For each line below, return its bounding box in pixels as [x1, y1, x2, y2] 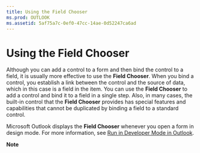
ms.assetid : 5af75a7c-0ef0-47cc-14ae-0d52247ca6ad [6, 20, 137, 26]
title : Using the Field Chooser [6, 8, 88, 15]
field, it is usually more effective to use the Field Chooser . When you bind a [6, 73, 195, 80]
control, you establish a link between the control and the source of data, [6, 79, 185, 86]
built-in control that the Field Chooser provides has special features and [6, 98, 186, 106]
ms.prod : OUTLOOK [6, 15, 50, 21]
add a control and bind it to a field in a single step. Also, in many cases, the [6, 92, 193, 99]
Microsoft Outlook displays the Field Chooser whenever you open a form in [6, 123, 195, 130]
